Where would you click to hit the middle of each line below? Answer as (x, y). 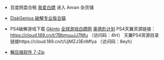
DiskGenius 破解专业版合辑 (38, 18)
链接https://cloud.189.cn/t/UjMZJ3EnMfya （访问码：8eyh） (72, 41)
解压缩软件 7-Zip (27, 52)
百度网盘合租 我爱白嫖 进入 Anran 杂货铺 (52, 7)
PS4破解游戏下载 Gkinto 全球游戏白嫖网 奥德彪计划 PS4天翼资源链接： (83, 29)
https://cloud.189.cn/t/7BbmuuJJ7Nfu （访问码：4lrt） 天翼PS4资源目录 (85, 35)
